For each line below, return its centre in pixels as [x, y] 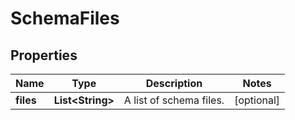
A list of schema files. [174, 100]
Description [174, 83]
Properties [44, 55]
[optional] [257, 100]
